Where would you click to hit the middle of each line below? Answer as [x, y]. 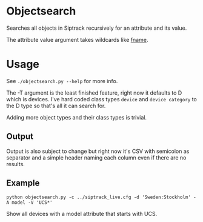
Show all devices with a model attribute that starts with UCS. [82, 214]
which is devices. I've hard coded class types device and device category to [101, 99]
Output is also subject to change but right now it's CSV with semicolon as [98, 151]
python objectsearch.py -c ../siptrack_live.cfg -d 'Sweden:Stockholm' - [101, 197]
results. [16, 164]
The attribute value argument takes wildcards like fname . [77, 39]
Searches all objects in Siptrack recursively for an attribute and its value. [97, 28]
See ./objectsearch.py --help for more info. [62, 81]
